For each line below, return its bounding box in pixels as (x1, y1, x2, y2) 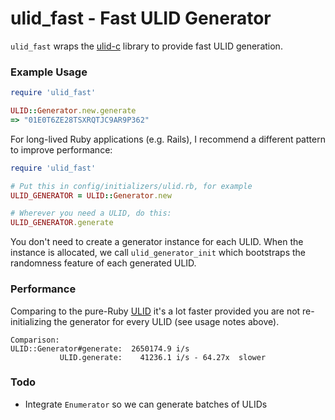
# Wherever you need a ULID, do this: (10, 208, 172, 219)
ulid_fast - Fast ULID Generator (10, 7, 272, 30)
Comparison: (10, 335, 60, 345)
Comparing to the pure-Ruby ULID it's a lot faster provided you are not (10, 305, 301, 317)
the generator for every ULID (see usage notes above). (53, 315, 280, 327)
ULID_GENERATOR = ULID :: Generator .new (10, 190, 172, 201)
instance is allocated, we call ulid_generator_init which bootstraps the (10, 247, 306, 259)
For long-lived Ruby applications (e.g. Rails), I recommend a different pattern (10, 133, 326, 145)
